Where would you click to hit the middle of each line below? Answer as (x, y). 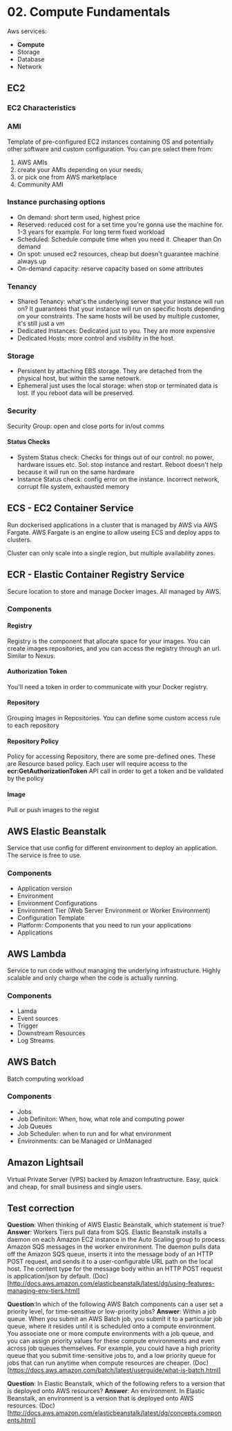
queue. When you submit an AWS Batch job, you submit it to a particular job (115, 1319)
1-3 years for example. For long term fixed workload (91, 231)
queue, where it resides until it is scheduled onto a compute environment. (112, 1326)
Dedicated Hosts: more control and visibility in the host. (96, 338)
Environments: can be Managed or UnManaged (84, 1141)
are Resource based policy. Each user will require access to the (97, 764)
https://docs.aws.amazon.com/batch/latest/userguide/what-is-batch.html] (115, 1370)
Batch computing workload (46, 1079)
